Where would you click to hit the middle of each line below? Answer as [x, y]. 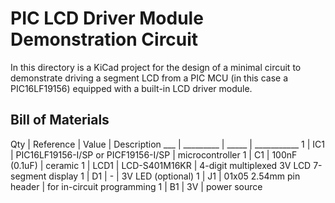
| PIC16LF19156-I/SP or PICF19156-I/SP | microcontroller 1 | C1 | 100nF [154, 154]
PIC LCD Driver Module [107, 18]
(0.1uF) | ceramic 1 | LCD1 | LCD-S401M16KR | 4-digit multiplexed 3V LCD [161, 165]
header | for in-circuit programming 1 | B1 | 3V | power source [136, 186]
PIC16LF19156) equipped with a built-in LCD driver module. [131, 88]
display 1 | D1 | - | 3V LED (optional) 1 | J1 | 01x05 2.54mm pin [174, 176]
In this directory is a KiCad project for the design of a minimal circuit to [156, 67]
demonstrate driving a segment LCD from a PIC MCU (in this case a [149, 78]
